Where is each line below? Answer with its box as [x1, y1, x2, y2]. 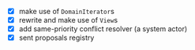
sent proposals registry [18, 33, 95, 42]
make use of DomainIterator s [18, 7, 115, 16]
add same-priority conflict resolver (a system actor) [18, 24, 188, 34]
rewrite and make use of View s [18, 16, 118, 25]
